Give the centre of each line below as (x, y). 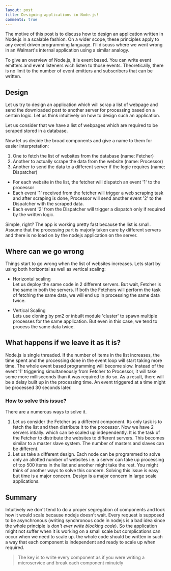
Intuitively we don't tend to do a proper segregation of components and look (85, 509)
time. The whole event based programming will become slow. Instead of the (85, 366)
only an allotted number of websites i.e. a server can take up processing (88, 460)
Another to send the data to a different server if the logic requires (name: (89, 167)
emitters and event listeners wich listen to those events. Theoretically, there (84, 66)
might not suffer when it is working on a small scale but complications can (83, 531)
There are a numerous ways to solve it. (46, 412)
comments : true (21, 19)
